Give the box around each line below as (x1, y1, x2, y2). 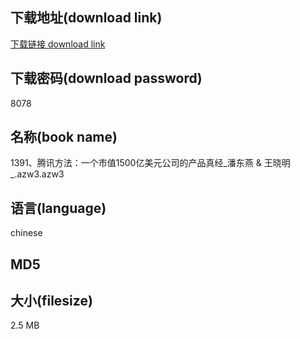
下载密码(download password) (10, 70, 203, 87)
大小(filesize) (10, 293, 93, 310)
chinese (10, 227, 43, 239)
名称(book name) (10, 129, 118, 146)
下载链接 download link (10, 38, 106, 50)
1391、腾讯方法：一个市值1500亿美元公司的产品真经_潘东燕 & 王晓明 (10, 157, 291, 169)
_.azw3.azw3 (10, 168, 65, 180)
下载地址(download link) (10, 9, 163, 27)
